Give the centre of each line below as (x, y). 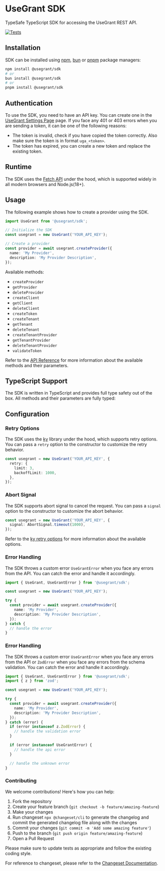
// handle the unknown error (40, 763)
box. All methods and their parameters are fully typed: (60, 398)
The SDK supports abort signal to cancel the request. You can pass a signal (83, 506)
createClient (26, 298)
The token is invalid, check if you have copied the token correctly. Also (85, 135)
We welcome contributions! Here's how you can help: (60, 792)
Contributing (21, 781)
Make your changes (33, 812)
